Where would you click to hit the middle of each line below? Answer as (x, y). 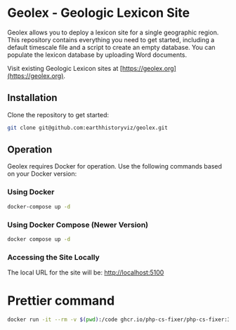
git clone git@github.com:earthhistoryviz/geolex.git (88, 128)
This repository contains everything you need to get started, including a (111, 39)
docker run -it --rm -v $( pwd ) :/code (63, 320)
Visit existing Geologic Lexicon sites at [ (65, 68)
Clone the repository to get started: (58, 114)
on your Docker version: (42, 174)
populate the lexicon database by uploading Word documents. (97, 55)
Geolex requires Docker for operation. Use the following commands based (115, 166)
